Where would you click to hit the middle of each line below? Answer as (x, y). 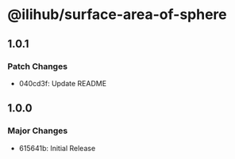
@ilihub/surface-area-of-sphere (117, 15)
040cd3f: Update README (63, 83)
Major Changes (38, 131)
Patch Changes (38, 66)
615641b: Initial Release (57, 148)
